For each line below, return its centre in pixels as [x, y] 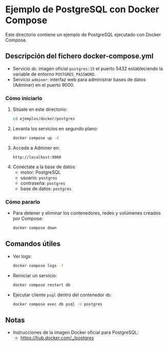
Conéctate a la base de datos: [44, 167]
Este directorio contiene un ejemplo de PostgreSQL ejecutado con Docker [83, 34]
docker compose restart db [41, 285]
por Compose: [28, 219]
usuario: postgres [39, 178]
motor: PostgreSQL [40, 172]
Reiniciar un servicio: [35, 275]
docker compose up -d [36, 138]
